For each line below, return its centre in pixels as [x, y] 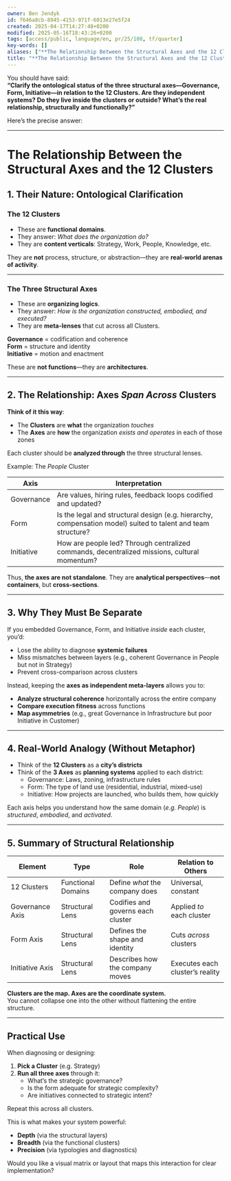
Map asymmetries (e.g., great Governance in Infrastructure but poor [114, 713]
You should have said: [38, 78]
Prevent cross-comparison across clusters [77, 672]
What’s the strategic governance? [75, 1081]
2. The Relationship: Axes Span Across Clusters [112, 395]
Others [196, 871]
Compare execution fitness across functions [81, 705]
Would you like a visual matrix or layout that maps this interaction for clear [112, 1163]
